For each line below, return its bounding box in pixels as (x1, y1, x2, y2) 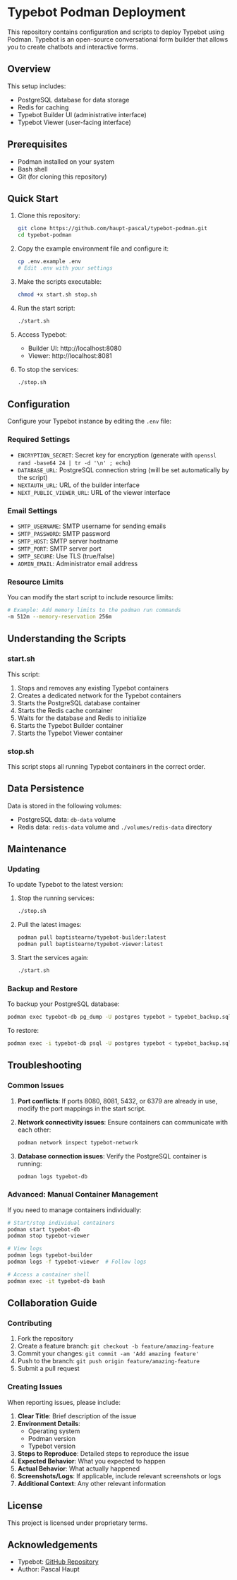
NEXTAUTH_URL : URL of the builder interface (17, 481, 140, 489)
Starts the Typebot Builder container (17, 721, 123, 729)
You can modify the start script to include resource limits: (7, 593, 174, 602)
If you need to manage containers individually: (7, 1205, 142, 1214)
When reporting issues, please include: (7, 1398, 121, 1406)
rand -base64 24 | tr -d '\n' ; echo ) (17, 458, 131, 467)
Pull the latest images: (17, 921, 83, 929)
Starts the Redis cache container (17, 706, 113, 714)
